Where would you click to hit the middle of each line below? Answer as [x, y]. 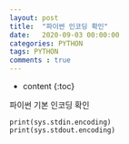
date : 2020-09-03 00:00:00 [64, 35]
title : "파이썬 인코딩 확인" [59, 26]
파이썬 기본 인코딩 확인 [50, 105]
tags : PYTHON [34, 52]
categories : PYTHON [46, 43]
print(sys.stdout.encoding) [63, 130]
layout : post [34, 18]
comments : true [40, 60]
